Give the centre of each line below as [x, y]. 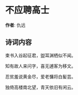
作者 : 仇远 [15, 25]
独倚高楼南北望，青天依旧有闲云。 [41, 87]
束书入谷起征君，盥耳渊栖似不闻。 [41, 55]
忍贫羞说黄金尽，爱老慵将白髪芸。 [41, 76]
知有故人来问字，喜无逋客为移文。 [41, 66]
